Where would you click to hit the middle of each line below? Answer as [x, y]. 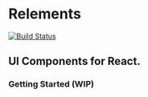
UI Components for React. [74, 61]
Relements [45, 14]
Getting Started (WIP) [51, 84]
